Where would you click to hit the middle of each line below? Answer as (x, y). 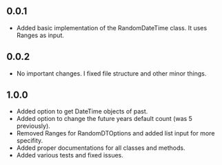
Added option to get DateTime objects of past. (82, 111)
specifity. (30, 141)
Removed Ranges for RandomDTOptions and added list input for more (115, 133)
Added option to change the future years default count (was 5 (104, 119)
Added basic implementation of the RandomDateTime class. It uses (112, 27)
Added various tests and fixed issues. (70, 155)
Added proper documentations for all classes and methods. (101, 148)
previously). (33, 126)
